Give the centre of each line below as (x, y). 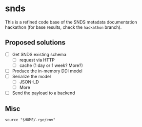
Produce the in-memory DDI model (47, 71)
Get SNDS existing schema (39, 54)
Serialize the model (31, 76)
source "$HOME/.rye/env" (30, 120)
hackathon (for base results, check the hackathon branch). (63, 27)
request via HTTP (37, 60)
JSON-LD (29, 82)
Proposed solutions (35, 43)
